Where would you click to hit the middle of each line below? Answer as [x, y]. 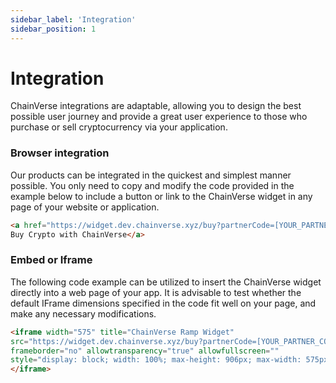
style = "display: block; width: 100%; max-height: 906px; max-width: [156, 360]
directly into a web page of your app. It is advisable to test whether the [156, 292]
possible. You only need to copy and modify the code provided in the [152, 185]
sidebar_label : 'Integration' [73, 19]
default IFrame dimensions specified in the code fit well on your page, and [163, 303]
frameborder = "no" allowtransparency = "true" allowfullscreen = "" [145, 351]
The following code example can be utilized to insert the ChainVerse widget [166, 282]
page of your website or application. [85, 207]
